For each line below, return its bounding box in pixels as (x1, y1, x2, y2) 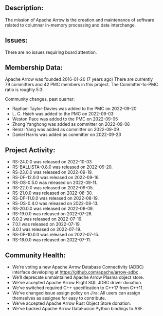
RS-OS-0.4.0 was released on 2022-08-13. (12, 201, 99, 206)
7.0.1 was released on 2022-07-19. (12, 221, 81, 227)
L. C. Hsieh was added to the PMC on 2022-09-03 (12, 111, 114, 117)
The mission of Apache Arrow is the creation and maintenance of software (5, 17, 154, 23)
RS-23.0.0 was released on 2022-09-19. (12, 169, 93, 175)
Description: (5, 4, 44, 12)
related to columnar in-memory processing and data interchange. (5, 22, 136, 28)
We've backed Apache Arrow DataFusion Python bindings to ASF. (12, 306, 144, 312)
